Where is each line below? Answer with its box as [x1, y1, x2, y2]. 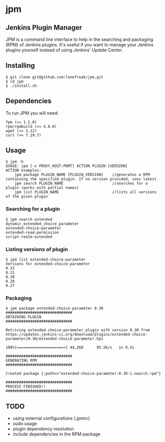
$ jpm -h [5, 159, 24, 165]
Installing [5, 61, 35, 70]
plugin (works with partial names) [5, 185, 79, 190]
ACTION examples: [5, 168, 42, 173]
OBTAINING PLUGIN [5, 315, 42, 320]
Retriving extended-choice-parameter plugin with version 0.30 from [5, 328, 150, 333]
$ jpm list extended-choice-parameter [5, 257, 86, 262]
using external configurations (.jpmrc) [12, 415, 90, 421]
